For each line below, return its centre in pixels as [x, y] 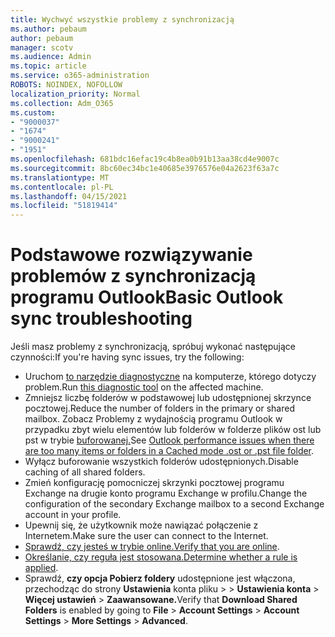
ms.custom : [33, 112]
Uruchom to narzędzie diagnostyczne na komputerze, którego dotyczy [170, 377]
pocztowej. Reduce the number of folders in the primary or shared [159, 408]
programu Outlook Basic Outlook [147, 297]
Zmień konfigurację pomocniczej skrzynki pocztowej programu [154, 483]
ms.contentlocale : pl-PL [62, 187]
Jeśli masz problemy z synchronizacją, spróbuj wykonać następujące [153, 347]
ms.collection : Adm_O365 [62, 103]
